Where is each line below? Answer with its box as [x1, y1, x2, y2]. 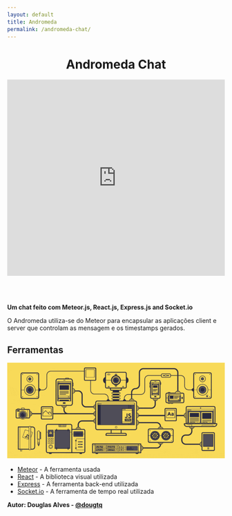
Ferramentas [7, 344, 64, 356]
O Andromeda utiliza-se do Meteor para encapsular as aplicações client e [7, 317, 217, 325]
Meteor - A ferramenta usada [17, 465, 101, 473]
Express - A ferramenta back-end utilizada [17, 479, 139, 488]
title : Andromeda [7, 18, 57, 26]
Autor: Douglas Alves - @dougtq [7, 500, 103, 508]
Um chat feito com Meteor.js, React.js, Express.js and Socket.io [7, 303, 193, 311]
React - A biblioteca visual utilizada [17, 472, 117, 481]
